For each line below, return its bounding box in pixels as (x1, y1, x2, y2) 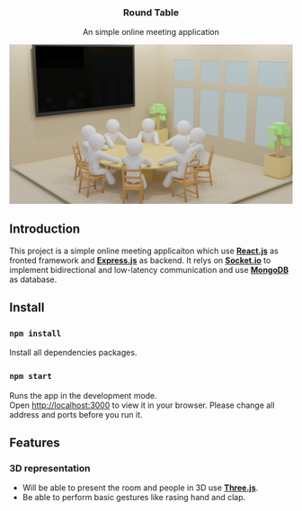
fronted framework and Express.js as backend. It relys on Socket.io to (9, 254, 271, 266)
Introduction (9, 222, 81, 237)
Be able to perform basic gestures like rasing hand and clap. (22, 492, 246, 503)
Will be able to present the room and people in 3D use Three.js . (22, 482, 259, 493)
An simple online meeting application (82, 27, 220, 38)
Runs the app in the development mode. (9, 390, 157, 401)
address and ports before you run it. (9, 409, 143, 419)
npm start (9, 371, 52, 382)
